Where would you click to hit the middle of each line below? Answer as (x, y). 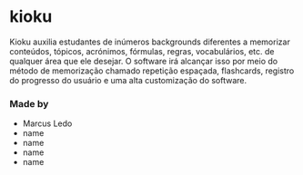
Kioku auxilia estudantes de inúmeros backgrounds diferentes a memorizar (150, 42)
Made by (29, 103)
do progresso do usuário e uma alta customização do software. (128, 80)
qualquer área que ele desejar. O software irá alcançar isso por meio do (144, 61)
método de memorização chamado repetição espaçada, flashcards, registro (152, 71)
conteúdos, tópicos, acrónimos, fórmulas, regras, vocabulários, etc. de (142, 51)
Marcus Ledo (47, 123)
